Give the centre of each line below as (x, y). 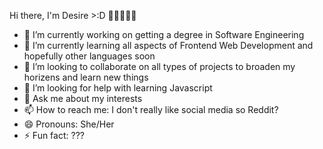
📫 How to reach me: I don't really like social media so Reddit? (151, 109)
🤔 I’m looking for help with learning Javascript (118, 88)
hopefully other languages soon (89, 56)
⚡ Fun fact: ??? (54, 135)
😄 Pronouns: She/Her (69, 124)
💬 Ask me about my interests (83, 98)
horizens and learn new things (86, 77)
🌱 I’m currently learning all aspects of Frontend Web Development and (168, 45)
